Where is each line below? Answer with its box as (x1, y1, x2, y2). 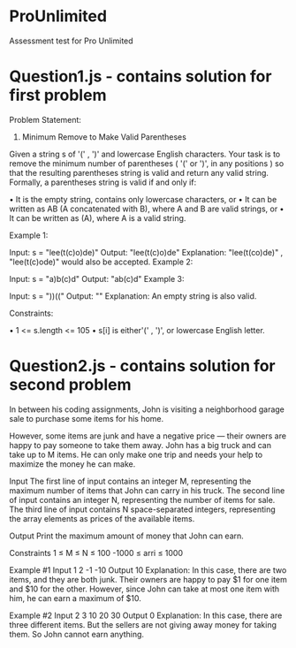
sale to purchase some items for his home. (9, 413, 164, 423)
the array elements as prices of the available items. (9, 513, 195, 523)
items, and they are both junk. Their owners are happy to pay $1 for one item (9, 574, 287, 584)
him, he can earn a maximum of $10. (9, 592, 141, 603)
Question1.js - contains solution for (9, 66, 272, 87)
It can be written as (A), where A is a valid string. (9, 212, 186, 223)
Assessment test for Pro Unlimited (9, 35, 134, 46)
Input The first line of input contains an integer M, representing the (9, 476, 252, 486)
